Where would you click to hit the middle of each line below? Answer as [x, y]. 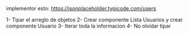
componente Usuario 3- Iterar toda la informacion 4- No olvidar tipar [88, 26]
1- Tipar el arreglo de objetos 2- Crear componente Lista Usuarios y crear [94, 20]
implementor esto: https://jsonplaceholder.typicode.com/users [81, 8]
